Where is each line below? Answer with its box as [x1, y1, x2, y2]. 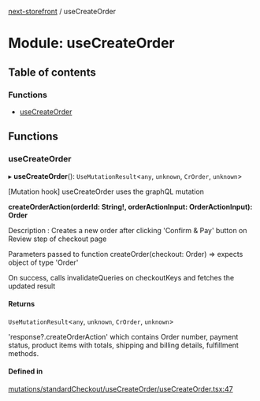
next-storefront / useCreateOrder [8, 7, 117, 16]
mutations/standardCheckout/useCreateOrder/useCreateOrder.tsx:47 [8, 384, 234, 393]
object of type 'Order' [8, 258, 79, 267]
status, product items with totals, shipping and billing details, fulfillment [8, 340, 239, 350]
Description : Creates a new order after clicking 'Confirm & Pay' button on [8, 225, 247, 235]
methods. [8, 348, 39, 358]
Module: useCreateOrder [8, 35, 175, 52]
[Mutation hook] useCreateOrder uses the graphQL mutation [8, 187, 205, 196]
